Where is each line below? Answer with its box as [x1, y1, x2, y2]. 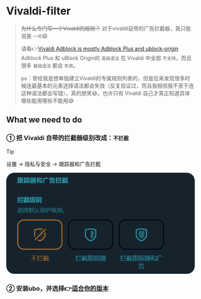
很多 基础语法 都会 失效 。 [20, 62, 79, 69]
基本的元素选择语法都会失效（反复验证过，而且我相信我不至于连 [36, 82, 194, 89]
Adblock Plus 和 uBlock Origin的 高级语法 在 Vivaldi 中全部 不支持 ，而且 [20, 54, 192, 61]
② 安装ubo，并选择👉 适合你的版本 [6, 284, 109, 292]
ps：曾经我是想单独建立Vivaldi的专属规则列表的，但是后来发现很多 [20, 74, 185, 81]
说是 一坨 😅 [20, 32, 48, 40]
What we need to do [6, 115, 83, 125]
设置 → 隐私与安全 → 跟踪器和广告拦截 [6, 160, 101, 167]
